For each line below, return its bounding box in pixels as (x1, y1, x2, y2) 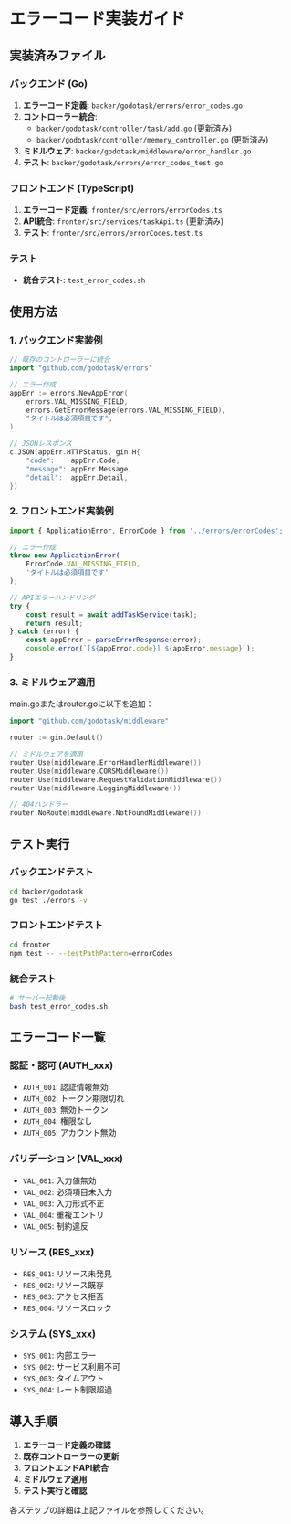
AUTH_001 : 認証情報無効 (22, 1082, 109, 1093)
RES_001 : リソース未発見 (22, 1267, 112, 1279)
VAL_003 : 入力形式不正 (22, 1198, 105, 1209)
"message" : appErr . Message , (26, 464, 132, 473)
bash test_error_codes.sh (9, 1001, 108, 1011)
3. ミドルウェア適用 (9, 675, 96, 688)
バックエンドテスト (9, 865, 94, 878)
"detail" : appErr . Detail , (26, 472, 129, 482)
